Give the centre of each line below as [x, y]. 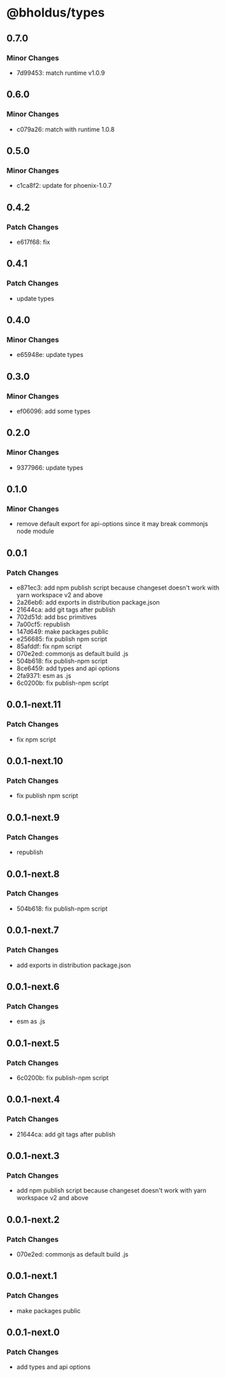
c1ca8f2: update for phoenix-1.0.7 [64, 186]
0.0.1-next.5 [33, 1043]
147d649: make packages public [62, 632]
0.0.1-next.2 [33, 1220]
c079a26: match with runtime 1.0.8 [65, 129]
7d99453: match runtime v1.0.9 [61, 72]
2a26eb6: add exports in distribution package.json [88, 603]
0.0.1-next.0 [33, 1333]
